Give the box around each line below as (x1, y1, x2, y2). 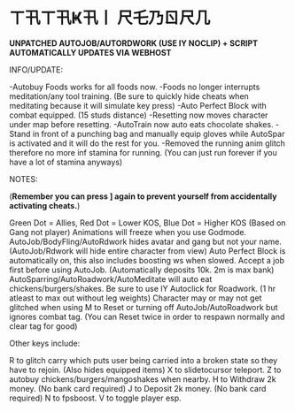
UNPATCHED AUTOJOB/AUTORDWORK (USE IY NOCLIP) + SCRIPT (9, 37, 259, 49)
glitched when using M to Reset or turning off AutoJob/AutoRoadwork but (9, 301, 278, 312)
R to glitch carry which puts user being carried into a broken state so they (9, 355, 278, 365)
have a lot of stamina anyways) (9, 156, 123, 167)
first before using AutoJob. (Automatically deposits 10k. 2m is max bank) (9, 264, 275, 275)
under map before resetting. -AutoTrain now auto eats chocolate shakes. (9, 118, 274, 129)
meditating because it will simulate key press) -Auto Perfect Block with (9, 100, 268, 111)
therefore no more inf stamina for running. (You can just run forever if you (9, 147, 277, 157)
